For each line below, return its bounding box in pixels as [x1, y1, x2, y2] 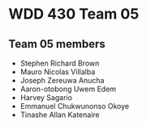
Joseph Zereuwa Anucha [19, 76, 105, 85]
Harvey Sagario [19, 93, 73, 102]
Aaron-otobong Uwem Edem [19, 84, 116, 94]
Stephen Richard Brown [19, 58, 100, 68]
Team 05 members [8, 37, 106, 51]
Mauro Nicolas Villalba [19, 67, 96, 77]
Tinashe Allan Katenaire [19, 110, 100, 120]
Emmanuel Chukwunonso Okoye [19, 102, 130, 111]
